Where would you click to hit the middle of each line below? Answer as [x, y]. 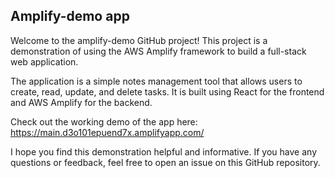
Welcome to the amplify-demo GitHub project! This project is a [139, 40]
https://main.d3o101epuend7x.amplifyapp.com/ [107, 132]
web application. [44, 61]
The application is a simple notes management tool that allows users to [156, 81]
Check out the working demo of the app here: [104, 121]
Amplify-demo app [70, 16]
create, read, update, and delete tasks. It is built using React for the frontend [167, 91]
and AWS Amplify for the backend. [81, 102]
